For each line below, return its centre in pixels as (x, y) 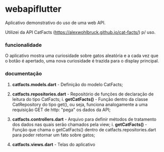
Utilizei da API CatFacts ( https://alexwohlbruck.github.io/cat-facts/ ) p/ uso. (80, 32)
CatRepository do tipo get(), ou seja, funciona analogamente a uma (80, 104)
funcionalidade (23, 45)
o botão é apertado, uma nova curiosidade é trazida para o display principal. (82, 61)
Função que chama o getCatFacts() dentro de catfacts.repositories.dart (84, 129)
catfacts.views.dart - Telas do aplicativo (54, 144)
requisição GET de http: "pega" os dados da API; (61, 110)
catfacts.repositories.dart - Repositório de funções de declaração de (83, 94)
